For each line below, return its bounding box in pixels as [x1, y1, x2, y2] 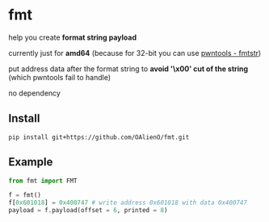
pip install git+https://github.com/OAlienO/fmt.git [8, 133, 190, 141]
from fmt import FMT [8, 177, 78, 185]
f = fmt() [8, 191, 42, 199]
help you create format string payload [8, 32, 137, 42]
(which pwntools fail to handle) [8, 72, 111, 82]
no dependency [8, 88, 61, 98]
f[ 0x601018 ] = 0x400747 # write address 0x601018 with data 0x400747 [8, 199, 248, 207]
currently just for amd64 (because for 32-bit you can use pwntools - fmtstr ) [8, 48, 262, 58]
